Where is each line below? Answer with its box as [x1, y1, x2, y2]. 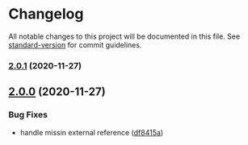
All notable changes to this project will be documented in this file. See [8, 31, 241, 41]
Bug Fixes [8, 110, 48, 121]
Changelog [8, 5, 84, 23]
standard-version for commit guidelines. [8, 39, 142, 49]
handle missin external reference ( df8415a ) [19, 127, 164, 137]
